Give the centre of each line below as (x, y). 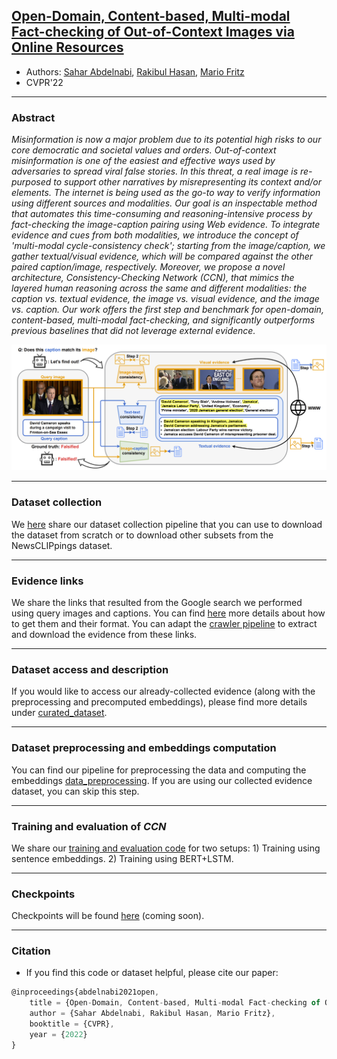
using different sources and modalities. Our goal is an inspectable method (164, 203)
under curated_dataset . (59, 713)
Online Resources (67, 47)
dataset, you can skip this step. (75, 791)
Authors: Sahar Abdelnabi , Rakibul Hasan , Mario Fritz (135, 71)
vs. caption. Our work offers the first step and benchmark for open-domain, (167, 310)
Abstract (33, 117)
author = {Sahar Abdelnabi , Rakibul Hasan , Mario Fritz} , (152, 1014)
